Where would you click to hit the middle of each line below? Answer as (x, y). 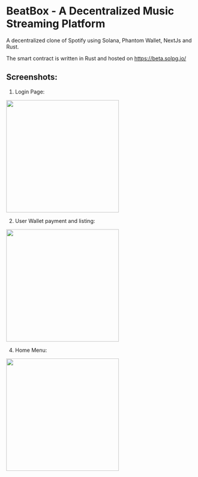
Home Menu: (31, 350)
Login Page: (30, 92)
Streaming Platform (56, 24)
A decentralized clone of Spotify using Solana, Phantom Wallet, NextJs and (99, 40)
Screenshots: (32, 77)
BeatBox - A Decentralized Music (90, 11)
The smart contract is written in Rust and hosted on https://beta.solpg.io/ (96, 58)
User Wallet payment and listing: (55, 221)
